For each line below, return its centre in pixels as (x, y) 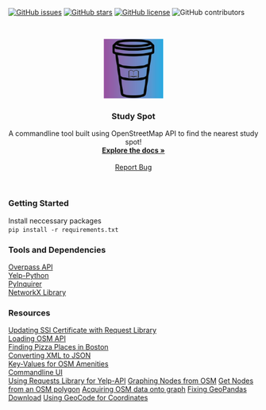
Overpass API (31, 267)
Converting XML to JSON (50, 356)
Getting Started (39, 203)
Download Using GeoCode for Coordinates (78, 398)
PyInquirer (25, 284)
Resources (29, 312)
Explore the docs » (133, 150)
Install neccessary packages (55, 220)
